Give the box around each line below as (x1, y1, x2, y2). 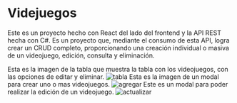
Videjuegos (7, 5, 77, 21)
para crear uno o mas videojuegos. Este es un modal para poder (7, 80, 228, 88)
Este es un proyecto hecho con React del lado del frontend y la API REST (7, 28, 221, 37)
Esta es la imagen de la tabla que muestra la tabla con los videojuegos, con (7, 65, 228, 73)
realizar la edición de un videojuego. (7, 87, 114, 96)
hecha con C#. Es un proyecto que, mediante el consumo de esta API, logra (7, 36, 230, 44)
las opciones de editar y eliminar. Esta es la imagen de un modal (7, 72, 219, 81)
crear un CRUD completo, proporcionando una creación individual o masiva (7, 43, 230, 52)
